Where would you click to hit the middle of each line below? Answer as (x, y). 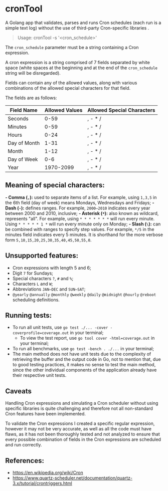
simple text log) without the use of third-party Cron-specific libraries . (77, 28)
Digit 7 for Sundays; (33, 273)
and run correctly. (24, 445)
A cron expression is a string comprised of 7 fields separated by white (78, 62)
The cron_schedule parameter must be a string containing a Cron (72, 47)
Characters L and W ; (33, 284)
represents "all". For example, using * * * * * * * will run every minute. (80, 218)
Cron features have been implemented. (46, 414)
